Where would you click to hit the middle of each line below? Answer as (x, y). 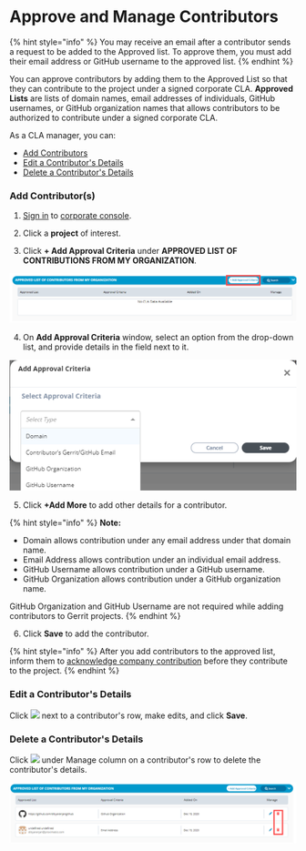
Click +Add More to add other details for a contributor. (125, 505)
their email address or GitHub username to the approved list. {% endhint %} (152, 61)
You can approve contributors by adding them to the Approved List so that (149, 78)
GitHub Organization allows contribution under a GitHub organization (152, 579)
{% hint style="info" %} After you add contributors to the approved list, (143, 652)
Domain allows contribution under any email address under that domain (157, 541)
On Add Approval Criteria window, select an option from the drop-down (158, 338)
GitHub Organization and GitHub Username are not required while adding (147, 606)
